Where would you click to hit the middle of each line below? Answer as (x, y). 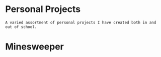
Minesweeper (34, 47)
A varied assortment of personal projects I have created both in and (81, 22)
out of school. (21, 27)
